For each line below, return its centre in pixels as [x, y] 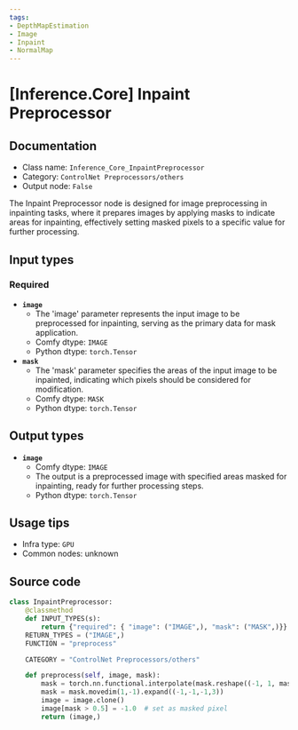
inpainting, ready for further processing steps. [119, 486]
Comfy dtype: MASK [70, 398]
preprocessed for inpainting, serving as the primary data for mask [156, 323]
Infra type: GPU [48, 544]
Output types [47, 436]
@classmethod [49, 611]
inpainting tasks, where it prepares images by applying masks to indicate [142, 213]
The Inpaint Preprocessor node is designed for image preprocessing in [138, 203]
